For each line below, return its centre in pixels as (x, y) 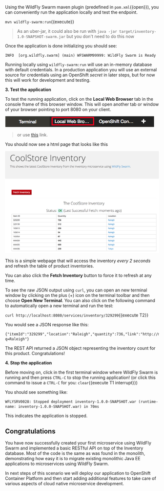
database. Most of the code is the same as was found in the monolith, (75, 453)
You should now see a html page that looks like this (57, 144)
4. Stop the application (29, 363)
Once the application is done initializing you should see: (61, 46)
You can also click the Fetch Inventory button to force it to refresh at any (79, 275)
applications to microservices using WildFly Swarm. (57, 464)
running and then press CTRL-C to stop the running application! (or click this (81, 378)
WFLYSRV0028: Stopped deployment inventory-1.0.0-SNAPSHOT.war (71, 402)
